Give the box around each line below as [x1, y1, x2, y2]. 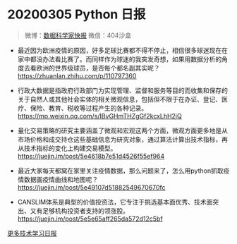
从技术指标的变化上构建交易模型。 [17, 144, 117, 152]
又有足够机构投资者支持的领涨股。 [30, 206, 129, 215]
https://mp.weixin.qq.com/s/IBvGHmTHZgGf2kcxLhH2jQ [17, 111, 182, 120]
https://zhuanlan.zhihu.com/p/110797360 [17, 71, 137, 80]
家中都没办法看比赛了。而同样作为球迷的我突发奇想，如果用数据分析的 [17, 54, 222, 63]
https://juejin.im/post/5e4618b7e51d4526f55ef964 [17, 152, 165, 160]
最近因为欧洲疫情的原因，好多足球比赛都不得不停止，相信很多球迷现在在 [17, 46, 228, 54]
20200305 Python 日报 [7, 6, 146, 23]
